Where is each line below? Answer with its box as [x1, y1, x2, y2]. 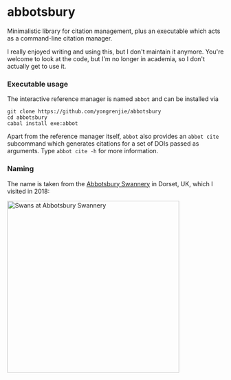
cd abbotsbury [7, 114, 48, 121]
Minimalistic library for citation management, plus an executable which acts [7, 27, 221, 35]
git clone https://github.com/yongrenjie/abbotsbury [7, 108, 162, 115]
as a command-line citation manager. [7, 34, 113, 42]
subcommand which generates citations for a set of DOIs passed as [7, 139, 199, 148]
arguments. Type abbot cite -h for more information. [7, 147, 159, 155]
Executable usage [7, 79, 69, 89]
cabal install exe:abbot [7, 120, 78, 127]
